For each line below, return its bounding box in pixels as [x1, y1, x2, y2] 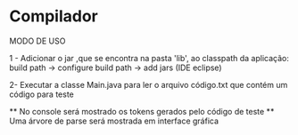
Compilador [9, 6, 98, 27]
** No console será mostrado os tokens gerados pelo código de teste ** [9, 106, 275, 116]
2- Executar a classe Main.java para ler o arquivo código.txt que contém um [9, 79, 288, 90]
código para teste [9, 89, 74, 99]
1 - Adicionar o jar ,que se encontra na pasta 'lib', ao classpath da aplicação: [9, 52, 290, 63]
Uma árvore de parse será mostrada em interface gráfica [9, 115, 219, 126]
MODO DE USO [9, 36, 66, 46]
